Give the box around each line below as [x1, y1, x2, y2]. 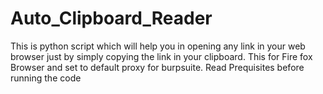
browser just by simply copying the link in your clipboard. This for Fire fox [10, 50, 313, 62]
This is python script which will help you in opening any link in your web [10, 40, 306, 52]
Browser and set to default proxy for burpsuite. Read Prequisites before [10, 61, 305, 73]
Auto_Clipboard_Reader [10, 7, 213, 30]
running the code [10, 72, 82, 84]
